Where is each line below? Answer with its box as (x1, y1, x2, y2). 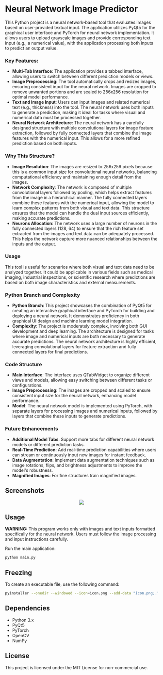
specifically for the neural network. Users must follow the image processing (5, 531, 157, 537)
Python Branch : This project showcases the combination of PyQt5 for (12, 303, 152, 308)
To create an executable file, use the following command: (5, 581, 120, 587)
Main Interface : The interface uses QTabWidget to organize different (12, 372, 150, 378)
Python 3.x (12, 617, 34, 623)
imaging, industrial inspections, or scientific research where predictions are (5, 274, 156, 280)
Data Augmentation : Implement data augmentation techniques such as (12, 457, 155, 463)
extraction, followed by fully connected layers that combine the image (12, 130, 152, 136)
